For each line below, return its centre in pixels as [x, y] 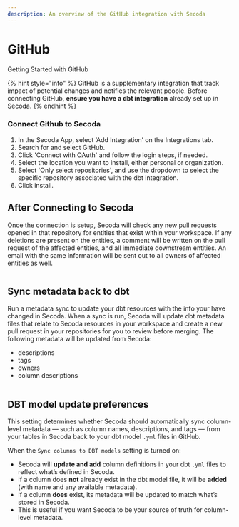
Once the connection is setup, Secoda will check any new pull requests [112, 225]
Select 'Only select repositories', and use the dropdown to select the [118, 170]
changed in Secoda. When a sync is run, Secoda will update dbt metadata [116, 316]
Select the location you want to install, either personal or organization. [121, 162]
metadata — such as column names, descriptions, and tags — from [122, 429]
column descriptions [48, 376]
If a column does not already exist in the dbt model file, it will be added [122, 480]
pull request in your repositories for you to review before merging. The [111, 331]
